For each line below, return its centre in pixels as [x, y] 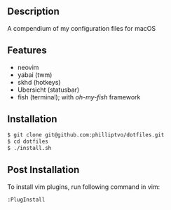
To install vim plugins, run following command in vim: [84, 187]
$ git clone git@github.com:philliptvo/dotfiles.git [86, 135]
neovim [28, 67]
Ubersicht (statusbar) [48, 90]
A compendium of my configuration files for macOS [82, 28]
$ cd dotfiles [28, 142]
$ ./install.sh [29, 148]
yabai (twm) [35, 75]
